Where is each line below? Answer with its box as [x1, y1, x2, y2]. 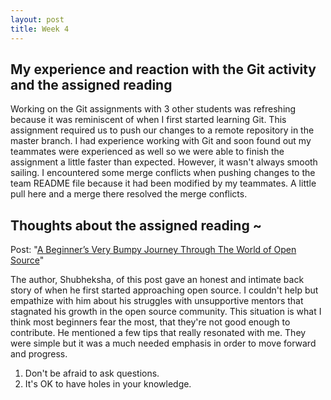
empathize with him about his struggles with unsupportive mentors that [10, 295, 304, 307]
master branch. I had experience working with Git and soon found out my [10, 135, 312, 147]
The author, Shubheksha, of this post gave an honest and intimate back [10, 274, 305, 286]
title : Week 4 [10, 24, 70, 34]
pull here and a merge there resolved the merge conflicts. [10, 188, 248, 200]
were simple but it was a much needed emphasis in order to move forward [10, 337, 317, 350]
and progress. [10, 348, 68, 360]
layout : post [10, 14, 65, 25]
